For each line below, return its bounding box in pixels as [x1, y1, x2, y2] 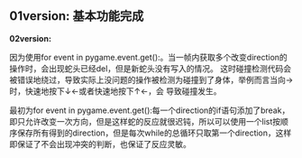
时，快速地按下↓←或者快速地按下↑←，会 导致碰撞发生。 [9, 85, 223, 97]
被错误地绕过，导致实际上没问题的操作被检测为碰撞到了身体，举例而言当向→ [9, 74, 294, 85]
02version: [9, 33, 52, 43]
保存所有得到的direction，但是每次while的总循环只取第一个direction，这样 [16, 127, 292, 138]
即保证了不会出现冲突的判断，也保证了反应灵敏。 [9, 138, 191, 149]
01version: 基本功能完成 [9, 8, 144, 24]
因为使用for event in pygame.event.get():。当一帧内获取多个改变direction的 [9, 51, 288, 62]
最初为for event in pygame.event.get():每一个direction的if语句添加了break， [9, 105, 290, 116]
